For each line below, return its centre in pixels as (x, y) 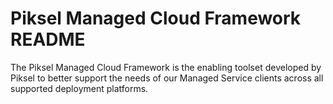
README (48, 39)
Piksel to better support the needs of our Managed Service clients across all (167, 78)
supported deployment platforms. (79, 88)
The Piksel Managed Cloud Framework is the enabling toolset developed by (166, 67)
